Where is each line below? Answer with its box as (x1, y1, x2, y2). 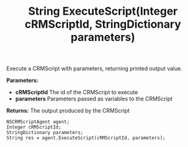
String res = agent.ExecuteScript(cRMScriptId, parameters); (6, 135, 166, 141)
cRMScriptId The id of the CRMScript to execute (15, 89, 138, 96)
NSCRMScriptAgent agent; (6, 119, 70, 125)
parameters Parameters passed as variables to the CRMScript (15, 95, 173, 102)
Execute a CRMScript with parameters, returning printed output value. (6, 65, 182, 72)
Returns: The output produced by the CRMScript (6, 107, 130, 115)
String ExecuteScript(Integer (28, 4, 178, 18)
